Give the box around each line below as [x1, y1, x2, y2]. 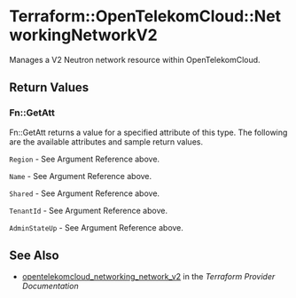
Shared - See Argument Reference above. [9, 188, 160, 199]
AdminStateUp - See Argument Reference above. [9, 222, 184, 232]
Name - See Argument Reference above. [9, 170, 152, 181]
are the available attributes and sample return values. [9, 136, 204, 147]
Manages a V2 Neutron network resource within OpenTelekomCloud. [9, 54, 261, 65]
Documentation [21, 281, 79, 292]
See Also [9, 248, 59, 263]
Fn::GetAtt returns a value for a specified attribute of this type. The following [9, 127, 288, 137]
